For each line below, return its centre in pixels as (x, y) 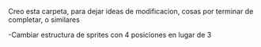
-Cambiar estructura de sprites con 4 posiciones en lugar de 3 (110, 35)
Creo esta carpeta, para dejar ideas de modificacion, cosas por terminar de (131, 11)
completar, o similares (44, 20)
